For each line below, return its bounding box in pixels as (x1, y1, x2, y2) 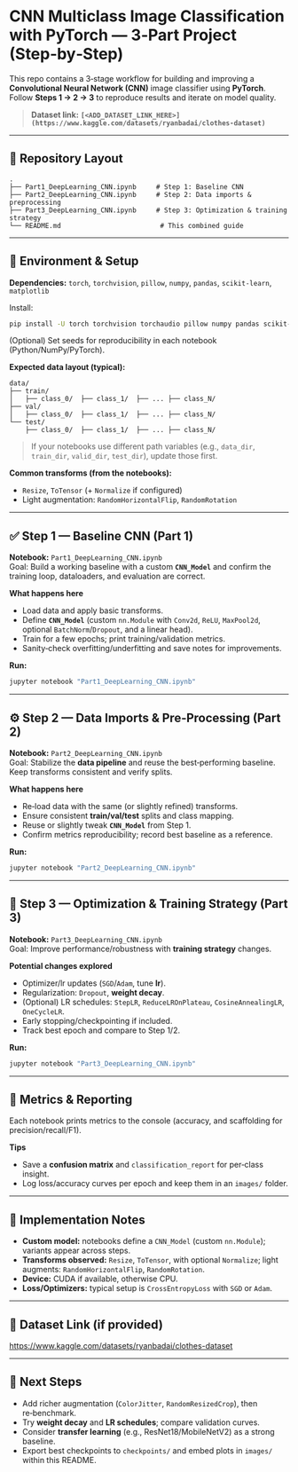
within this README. (21, 1454, 97, 1465)
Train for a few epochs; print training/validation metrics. (21, 634, 226, 644)
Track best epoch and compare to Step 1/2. (21, 1025, 180, 1035)
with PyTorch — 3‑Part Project (9, 25, 238, 45)
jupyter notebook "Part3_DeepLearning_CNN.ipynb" (9, 1059, 197, 1068)
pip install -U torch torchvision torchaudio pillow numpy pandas (9, 319, 260, 328)
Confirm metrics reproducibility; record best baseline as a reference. (21, 829, 273, 839)
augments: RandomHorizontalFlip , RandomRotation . (21, 1264, 206, 1275)
